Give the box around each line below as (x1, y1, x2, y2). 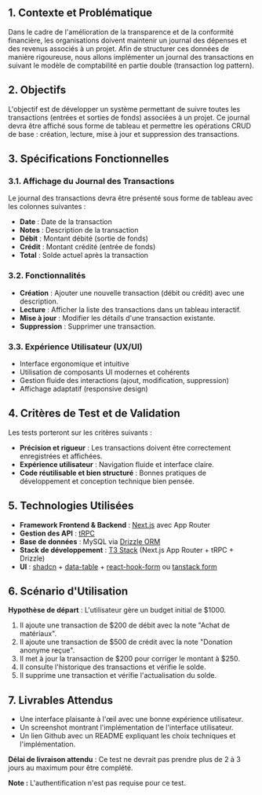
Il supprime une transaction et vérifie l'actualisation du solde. (19, 671, 217, 680)
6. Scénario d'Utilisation (8, 584, 129, 598)
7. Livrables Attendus (8, 694, 114, 707)
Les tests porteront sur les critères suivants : (8, 428, 152, 437)
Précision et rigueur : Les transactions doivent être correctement (19, 443, 231, 452)
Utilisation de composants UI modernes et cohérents (19, 367, 190, 377)
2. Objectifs (8, 83, 67, 97)
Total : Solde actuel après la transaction (19, 251, 149, 260)
